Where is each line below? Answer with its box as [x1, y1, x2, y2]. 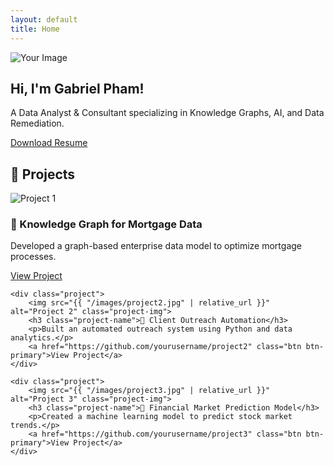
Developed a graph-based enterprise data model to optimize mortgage [10, 240, 302, 252]
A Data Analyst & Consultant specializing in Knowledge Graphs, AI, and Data [10, 107, 325, 119]
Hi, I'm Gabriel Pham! [10, 80, 145, 97]
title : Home [10, 24, 60, 34]
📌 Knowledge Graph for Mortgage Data [10, 217, 203, 231]
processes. [10, 251, 57, 263]
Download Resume [10, 137, 88, 149]
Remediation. [10, 117, 65, 130]
